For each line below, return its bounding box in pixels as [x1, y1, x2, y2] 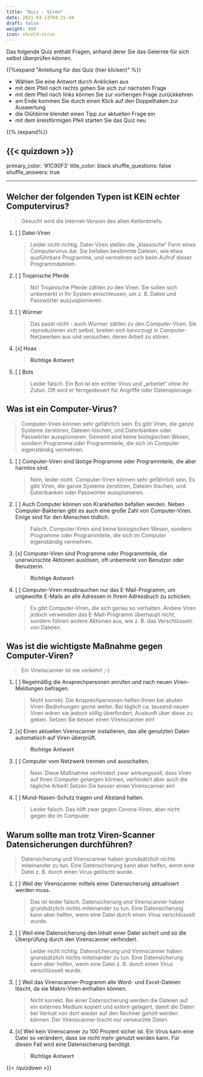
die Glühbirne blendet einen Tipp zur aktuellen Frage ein [14, 110, 155, 118]
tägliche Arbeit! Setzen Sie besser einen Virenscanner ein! [30, 782, 175, 790]
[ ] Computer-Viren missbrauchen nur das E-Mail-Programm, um [14, 586, 176, 593]
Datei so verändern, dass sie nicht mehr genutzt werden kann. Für [14, 1035, 180, 1042]
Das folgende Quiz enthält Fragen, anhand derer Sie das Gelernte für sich [6, 48, 189, 55]
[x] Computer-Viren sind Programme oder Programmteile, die [14, 549, 167, 557]
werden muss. [14, 887, 51, 894]
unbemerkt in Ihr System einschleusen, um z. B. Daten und [30, 290, 176, 297]
